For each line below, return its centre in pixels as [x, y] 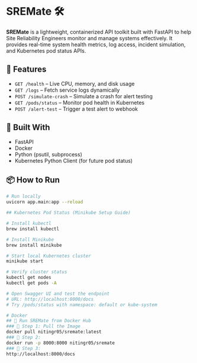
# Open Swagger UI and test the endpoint [58, 294]
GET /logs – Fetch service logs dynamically [67, 90]
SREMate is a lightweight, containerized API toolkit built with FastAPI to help [99, 32]
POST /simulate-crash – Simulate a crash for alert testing [83, 96]
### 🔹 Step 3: [24, 348]
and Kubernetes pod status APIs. [46, 50]
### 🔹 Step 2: [24, 338]
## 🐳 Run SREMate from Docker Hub [49, 321]
